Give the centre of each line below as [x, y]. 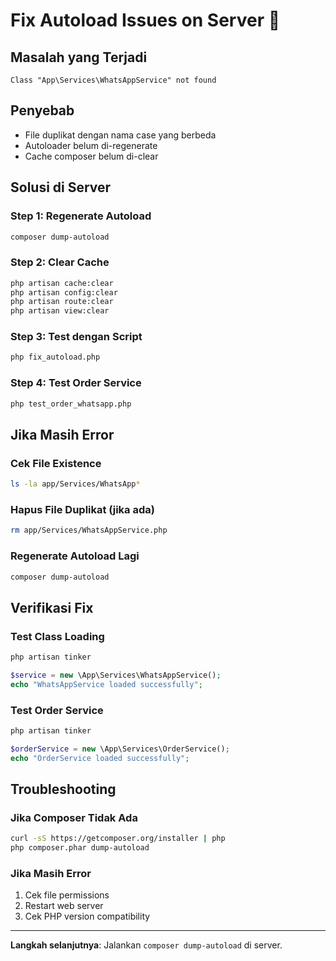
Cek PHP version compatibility [87, 916]
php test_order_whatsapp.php [71, 404]
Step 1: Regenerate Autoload [81, 216]
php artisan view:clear [60, 311]
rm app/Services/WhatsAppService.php [89, 530]
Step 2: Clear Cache [60, 262]
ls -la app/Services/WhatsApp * [75, 484]
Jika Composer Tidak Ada [74, 817]
